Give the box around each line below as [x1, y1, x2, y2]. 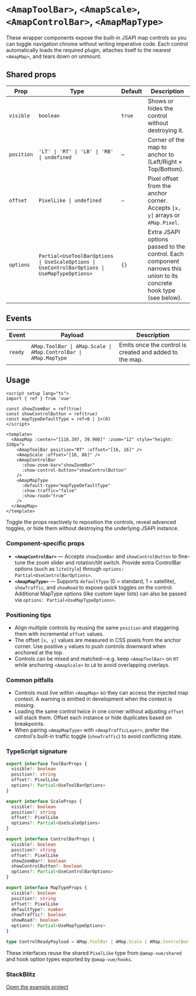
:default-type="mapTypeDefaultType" [21, 483, 111, 489]
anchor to [148, 150, 174, 158]
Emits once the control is [118, 340, 187, 349]
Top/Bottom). [148, 165, 184, 173]
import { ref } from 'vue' [6, 396, 72, 402]
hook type [148, 286, 176, 294]
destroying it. [148, 126, 184, 134]
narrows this [148, 264, 182, 273]
